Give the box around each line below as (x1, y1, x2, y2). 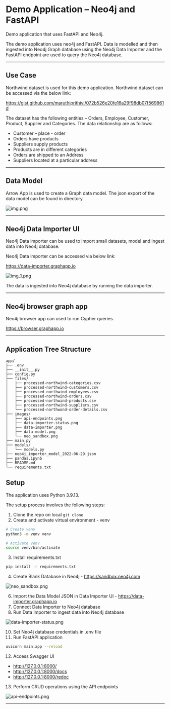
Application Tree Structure (6, 345, 91, 353)
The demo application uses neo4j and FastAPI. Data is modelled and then (6, 41, 158, 47)
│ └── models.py (6, 447, 44, 452)
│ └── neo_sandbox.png (6, 434, 58, 439)
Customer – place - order (13, 130, 66, 136)
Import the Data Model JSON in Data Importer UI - (13, 593, 118, 599)
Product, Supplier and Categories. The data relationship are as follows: (6, 120, 153, 126)
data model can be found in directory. (6, 195, 84, 201)
